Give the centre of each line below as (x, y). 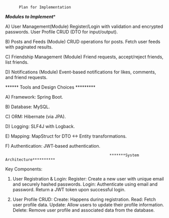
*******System (124, 155)
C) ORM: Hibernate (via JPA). (36, 117)
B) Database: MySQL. (28, 107)
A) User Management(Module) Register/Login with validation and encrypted (84, 26)
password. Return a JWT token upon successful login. (69, 189)
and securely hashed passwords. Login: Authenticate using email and (85, 184)
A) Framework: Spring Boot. (34, 97)
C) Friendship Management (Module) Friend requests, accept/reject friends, (84, 57)
